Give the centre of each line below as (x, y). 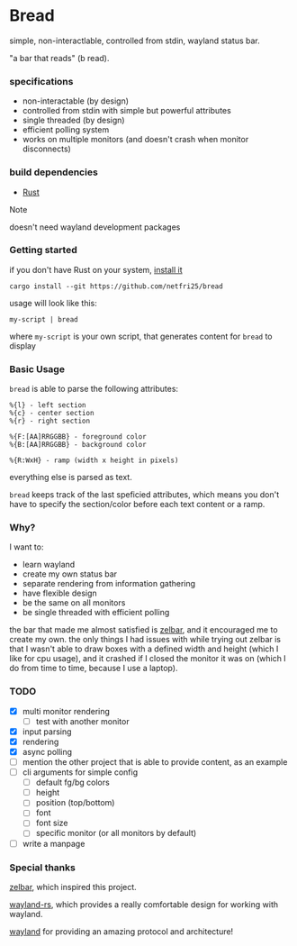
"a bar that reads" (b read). (59, 58)
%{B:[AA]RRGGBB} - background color (78, 445)
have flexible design (59, 593)
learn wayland (49, 565)
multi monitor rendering (66, 711)
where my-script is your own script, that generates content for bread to (141, 336)
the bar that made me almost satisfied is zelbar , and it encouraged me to (144, 630)
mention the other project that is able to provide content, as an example (155, 762)
